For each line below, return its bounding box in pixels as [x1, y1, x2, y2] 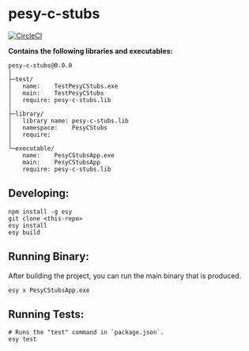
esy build [8, 228, 41, 236]
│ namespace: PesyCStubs [8, 123, 108, 131]
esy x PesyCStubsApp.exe [8, 286, 90, 294]
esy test [8, 335, 37, 344]
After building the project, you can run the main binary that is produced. [8, 270, 242, 281]
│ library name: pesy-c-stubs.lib [8, 116, 129, 125]
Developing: [8, 187, 70, 200]
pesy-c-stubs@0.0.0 [8, 61, 73, 70]
